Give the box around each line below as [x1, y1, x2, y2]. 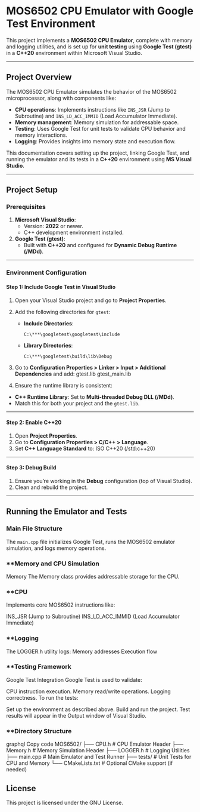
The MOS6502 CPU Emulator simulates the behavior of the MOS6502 [6, 88, 177, 95]
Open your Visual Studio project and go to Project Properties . [14, 297, 167, 304]
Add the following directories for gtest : [14, 308, 111, 315]
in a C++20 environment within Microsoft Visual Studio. [6, 49, 142, 56]
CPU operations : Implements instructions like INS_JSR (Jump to [14, 106, 170, 113]
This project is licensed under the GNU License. [6, 799, 124, 806]
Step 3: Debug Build [6, 464, 57, 471]
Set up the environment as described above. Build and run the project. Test [6, 706, 190, 713]
